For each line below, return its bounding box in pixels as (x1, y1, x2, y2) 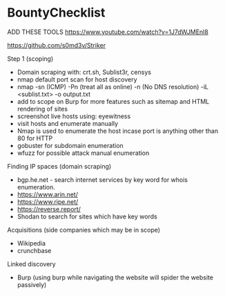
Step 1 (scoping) (7, 54, 54, 63)
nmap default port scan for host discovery (17, 75, 137, 84)
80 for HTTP (17, 133, 53, 142)
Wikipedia (17, 239, 46, 247)
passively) (17, 280, 47, 288)
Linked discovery (7, 259, 57, 268)
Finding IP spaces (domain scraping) (7, 162, 112, 170)
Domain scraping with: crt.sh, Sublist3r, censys (17, 68, 152, 76)
